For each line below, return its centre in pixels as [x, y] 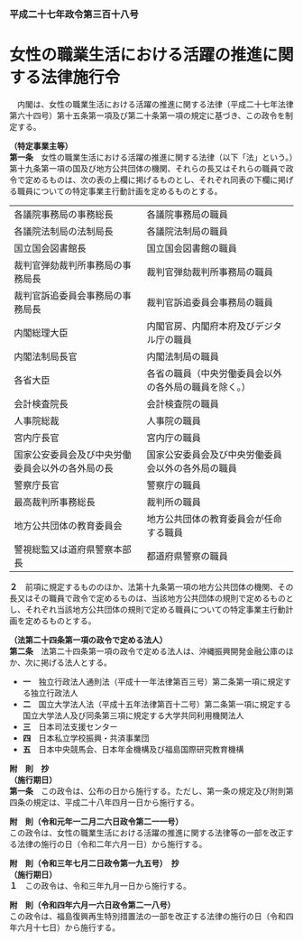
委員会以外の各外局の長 [64, 468]
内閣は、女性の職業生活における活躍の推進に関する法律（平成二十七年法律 [155, 104]
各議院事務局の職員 [187, 214]
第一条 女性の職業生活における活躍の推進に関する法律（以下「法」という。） [151, 157]
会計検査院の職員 [183, 403]
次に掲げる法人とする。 [69, 662]
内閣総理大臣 [41, 333]
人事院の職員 [174, 420]
